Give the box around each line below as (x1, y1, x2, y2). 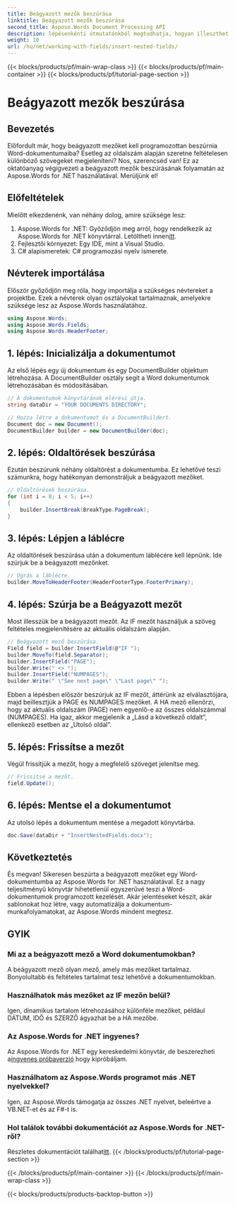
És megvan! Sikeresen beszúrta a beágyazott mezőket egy (7, 870, 179, 879)
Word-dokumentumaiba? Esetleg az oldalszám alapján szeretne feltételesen (7, 149, 228, 157)
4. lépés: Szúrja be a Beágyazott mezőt (7, 598, 182, 611)
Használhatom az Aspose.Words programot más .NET (7, 1072, 196, 1082)
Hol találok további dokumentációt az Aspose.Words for (7, 1122, 203, 1132)
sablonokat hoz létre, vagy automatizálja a (7, 900, 130, 909)
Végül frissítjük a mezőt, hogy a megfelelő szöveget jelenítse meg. (7, 760, 200, 768)
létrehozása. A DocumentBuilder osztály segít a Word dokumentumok (7, 373, 210, 382)
